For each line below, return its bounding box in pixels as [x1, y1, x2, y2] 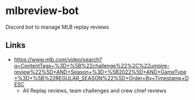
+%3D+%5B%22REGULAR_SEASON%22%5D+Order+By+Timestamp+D [13, 74, 189, 81]
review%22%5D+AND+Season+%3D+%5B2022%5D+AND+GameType [13, 68, 187, 75]
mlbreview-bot [5, 4, 79, 18]
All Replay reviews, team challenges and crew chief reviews [22, 87, 167, 94]
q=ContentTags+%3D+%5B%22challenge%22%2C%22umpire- [13, 62, 170, 69]
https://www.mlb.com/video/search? [13, 56, 103, 63]
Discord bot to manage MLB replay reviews [5, 23, 109, 30]
